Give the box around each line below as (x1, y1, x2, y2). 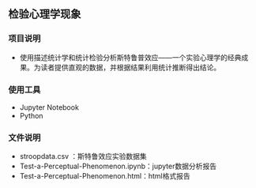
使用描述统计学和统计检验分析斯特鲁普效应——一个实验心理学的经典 (19, 52, 242, 62)
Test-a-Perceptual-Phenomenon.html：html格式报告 (19, 171, 191, 181)
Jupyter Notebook (19, 102, 79, 112)
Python (19, 111, 43, 120)
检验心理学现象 (8, 7, 81, 21)
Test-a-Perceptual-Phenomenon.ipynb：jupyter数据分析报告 (19, 161, 217, 171)
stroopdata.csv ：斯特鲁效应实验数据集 (19, 152, 148, 161)
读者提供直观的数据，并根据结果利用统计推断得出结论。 (40, 62, 221, 72)
